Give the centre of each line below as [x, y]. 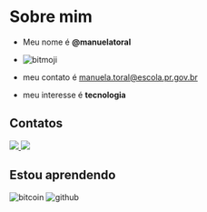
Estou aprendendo [63, 175]
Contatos [36, 123]
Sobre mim [51, 17]
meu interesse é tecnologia [74, 95]
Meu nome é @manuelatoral [77, 42]
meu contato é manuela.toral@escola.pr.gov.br [110, 77]
